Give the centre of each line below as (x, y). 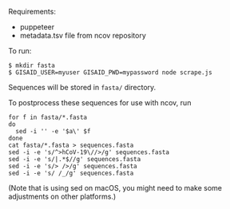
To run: (20, 51)
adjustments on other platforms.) (62, 196)
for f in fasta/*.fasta (48, 117)
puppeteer (37, 27)
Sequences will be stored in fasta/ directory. (82, 87)
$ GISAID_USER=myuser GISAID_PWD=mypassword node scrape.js (111, 73)
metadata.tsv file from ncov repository (83, 35)
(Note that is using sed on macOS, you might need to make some (115, 188)
